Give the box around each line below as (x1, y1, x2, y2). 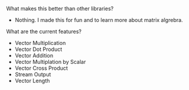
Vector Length (14, 77, 50, 84)
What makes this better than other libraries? (6, 5, 114, 12)
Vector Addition (14, 52, 54, 59)
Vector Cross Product (14, 65, 69, 72)
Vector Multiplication (14, 40, 66, 46)
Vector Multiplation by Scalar (14, 59, 86, 65)
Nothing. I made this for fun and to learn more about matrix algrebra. (14, 17, 183, 23)
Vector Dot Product (14, 46, 63, 53)
